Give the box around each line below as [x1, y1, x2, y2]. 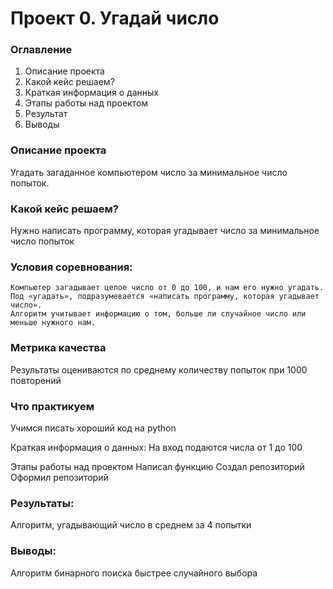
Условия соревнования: [10, 260, 133, 274]
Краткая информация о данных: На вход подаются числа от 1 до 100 [10, 441, 303, 453]
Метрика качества [10, 341, 107, 355]
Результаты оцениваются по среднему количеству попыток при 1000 [10, 363, 308, 376]
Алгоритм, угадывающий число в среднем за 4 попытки [10, 519, 252, 531]
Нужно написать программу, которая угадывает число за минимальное [10, 225, 320, 237]
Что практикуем [10, 399, 95, 413]
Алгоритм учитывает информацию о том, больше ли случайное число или [10, 309, 307, 319]
